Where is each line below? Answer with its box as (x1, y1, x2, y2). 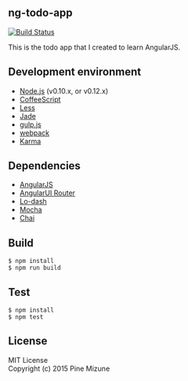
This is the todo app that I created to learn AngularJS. (8, 43, 181, 52)
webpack (19, 128, 49, 137)
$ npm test (8, 313, 44, 321)
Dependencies (8, 159, 81, 172)
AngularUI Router (19, 188, 76, 198)
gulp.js (19, 120, 42, 129)
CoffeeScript (19, 94, 61, 104)
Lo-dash (19, 197, 47, 206)
